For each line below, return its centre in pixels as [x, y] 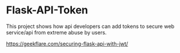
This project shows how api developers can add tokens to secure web [90, 26]
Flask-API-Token [47, 10]
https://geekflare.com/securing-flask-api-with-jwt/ [67, 44]
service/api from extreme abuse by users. [56, 32]
